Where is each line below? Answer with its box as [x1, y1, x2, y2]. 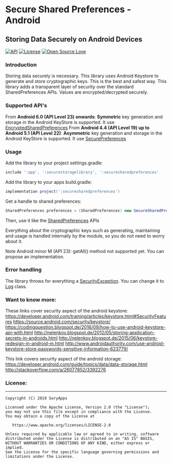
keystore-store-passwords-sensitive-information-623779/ [5, 346, 128, 352]
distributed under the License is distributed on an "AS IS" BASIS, [5, 436, 155, 441]
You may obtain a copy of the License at [5, 414, 95, 419]
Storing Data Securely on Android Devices [5, 35, 142, 44]
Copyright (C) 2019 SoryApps [5, 396, 68, 401]
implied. [5, 445, 24, 450]
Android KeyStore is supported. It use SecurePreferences [5, 135, 126, 141]
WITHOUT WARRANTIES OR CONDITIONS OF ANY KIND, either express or [5, 440, 150, 446]
